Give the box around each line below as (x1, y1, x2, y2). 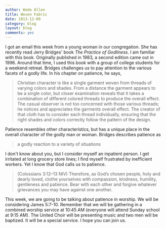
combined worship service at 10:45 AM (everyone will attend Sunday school (5, 207, 160, 213)
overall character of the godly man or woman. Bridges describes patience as (5, 132, 161, 137)
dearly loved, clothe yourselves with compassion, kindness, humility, (17, 176, 157, 182)
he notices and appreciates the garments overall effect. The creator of (17, 106, 161, 112)
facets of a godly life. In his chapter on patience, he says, (5, 70, 122, 76)
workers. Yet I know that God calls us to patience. (5, 162, 106, 167)
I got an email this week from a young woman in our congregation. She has (5, 44, 158, 50)
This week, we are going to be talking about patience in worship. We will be (5, 196, 159, 202)
